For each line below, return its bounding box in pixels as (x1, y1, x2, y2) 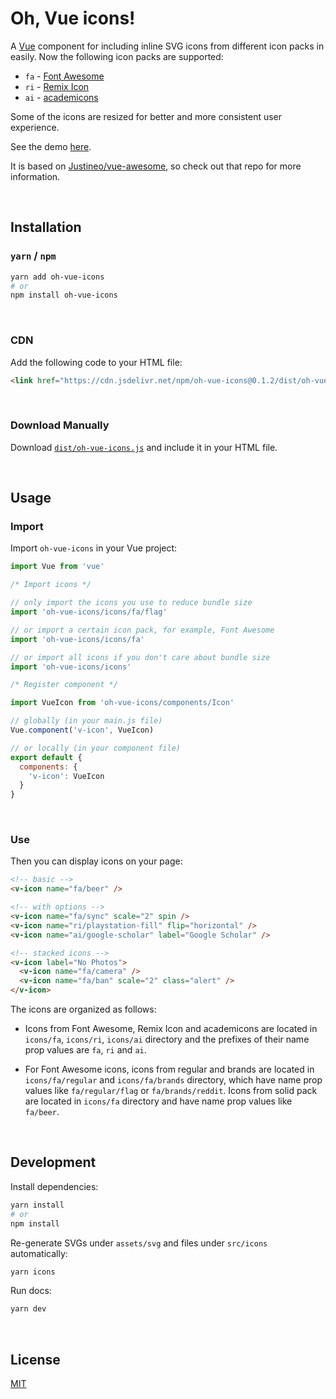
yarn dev (10, 1304, 47, 1314)
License (10, 1351, 61, 1368)
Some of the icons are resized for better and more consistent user (10, 110, 283, 122)
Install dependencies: (10, 1180, 99, 1192)
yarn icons (10, 1267, 56, 1277)
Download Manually (10, 418, 110, 432)
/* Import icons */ (10, 580, 92, 590)
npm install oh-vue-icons (10, 290, 118, 301)
